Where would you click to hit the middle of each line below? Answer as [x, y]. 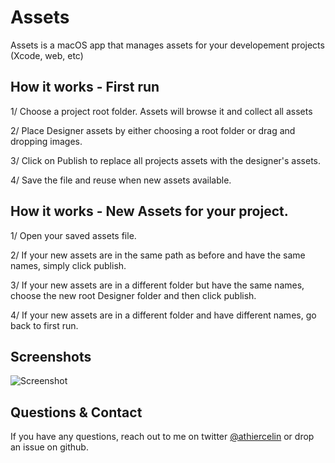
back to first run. [44, 325]
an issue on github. [49, 447]
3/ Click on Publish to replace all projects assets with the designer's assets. [166, 160]
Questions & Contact [76, 412]
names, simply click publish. [68, 265]
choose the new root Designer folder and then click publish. [133, 295]
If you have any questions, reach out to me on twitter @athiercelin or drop [162, 437]
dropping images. [46, 141]
